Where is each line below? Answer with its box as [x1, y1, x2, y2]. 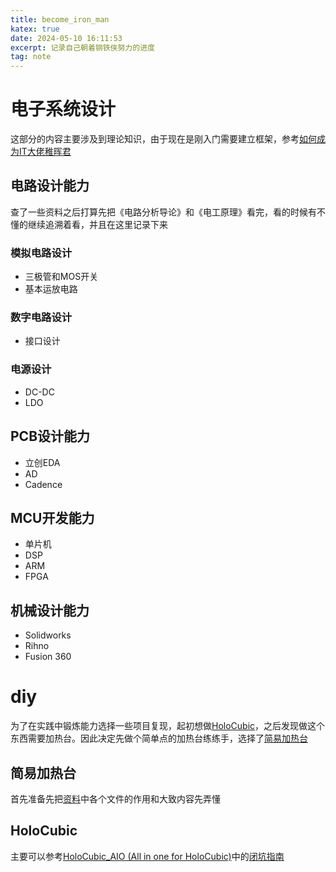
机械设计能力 [10, 602, 90, 619]
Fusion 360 [24, 651, 72, 663]
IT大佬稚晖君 [18, 146, 72, 158]
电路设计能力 [10, 177, 90, 195]
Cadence [24, 478, 63, 490]
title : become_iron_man [10, 14, 110, 25]
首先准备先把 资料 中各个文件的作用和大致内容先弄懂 [10, 792, 221, 805]
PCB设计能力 [10, 428, 91, 445]
